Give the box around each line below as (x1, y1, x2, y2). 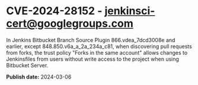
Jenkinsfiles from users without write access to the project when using (6, 55, 180, 62)
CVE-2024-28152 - (6, 4, 103, 18)
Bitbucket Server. (6, 61, 49, 69)
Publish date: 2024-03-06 (6, 73, 72, 80)
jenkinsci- (104, 4, 155, 18)
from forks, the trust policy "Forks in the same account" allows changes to (6, 49, 188, 56)
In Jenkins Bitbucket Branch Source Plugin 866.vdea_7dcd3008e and (6, 36, 175, 43)
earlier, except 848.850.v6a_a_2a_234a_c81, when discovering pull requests (6, 43, 193, 50)
